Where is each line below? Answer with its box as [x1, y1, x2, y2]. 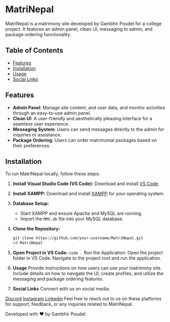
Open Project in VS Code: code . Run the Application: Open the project [12, 249, 163, 256]
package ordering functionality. [5, 31, 71, 37]
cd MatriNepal [12, 240, 43, 246]
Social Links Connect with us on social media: [12, 286, 110, 292]
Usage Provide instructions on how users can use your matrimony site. [12, 265, 162, 271]
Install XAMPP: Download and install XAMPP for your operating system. [12, 191, 165, 197]
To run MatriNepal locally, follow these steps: [5, 171, 101, 177]
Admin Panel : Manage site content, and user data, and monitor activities [12, 104, 165, 110]
